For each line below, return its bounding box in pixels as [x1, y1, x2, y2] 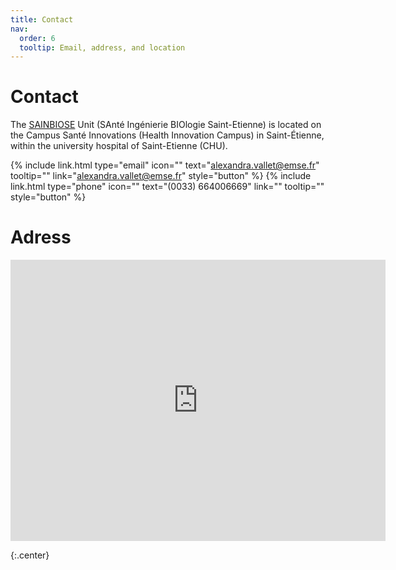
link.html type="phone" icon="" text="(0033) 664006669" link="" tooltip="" [10, 181, 325, 193]
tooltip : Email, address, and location [19, 42, 186, 53]
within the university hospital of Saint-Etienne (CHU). [10, 140, 228, 152]
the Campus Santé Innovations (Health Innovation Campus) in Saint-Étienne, [10, 129, 325, 141]
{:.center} [10, 549, 50, 561]
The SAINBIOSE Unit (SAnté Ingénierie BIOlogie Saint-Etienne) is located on [10, 119, 322, 131]
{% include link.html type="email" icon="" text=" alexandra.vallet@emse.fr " [10, 159, 320, 171]
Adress [10, 226, 72, 249]
